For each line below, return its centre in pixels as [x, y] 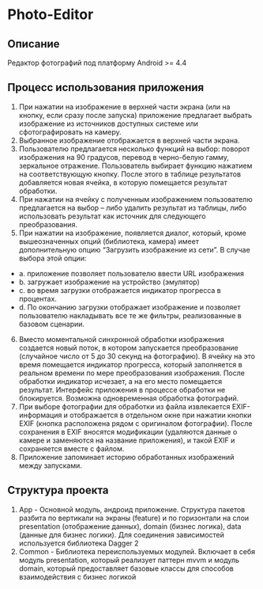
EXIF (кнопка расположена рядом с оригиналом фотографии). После [135, 423]
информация [40, 415]
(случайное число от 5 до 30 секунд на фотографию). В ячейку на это [137, 356]
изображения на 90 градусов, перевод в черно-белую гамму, [124, 157]
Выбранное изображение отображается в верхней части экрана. [129, 140]
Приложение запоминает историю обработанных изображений [126, 457]
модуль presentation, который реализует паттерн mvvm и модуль [129, 560]
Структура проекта [58, 490]
